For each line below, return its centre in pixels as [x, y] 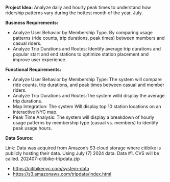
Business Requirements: [32, 23]
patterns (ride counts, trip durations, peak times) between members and [89, 38]
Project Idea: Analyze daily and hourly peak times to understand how [78, 7]
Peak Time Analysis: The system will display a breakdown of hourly [83, 117]
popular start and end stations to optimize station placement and [81, 54]
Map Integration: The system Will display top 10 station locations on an [87, 106]
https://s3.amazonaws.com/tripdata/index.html [62, 174]
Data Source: [19, 138]
